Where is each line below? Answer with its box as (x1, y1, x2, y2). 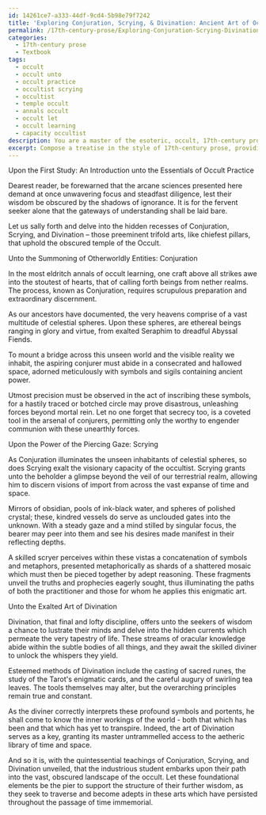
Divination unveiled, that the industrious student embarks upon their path (8, 764, 247, 774)
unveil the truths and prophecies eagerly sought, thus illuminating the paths (8, 578, 255, 588)
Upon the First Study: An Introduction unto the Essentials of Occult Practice (8, 165, 255, 175)
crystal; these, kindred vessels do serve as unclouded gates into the (8, 512, 231, 522)
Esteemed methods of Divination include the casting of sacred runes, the (8, 666, 247, 676)
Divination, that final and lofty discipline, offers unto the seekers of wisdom (8, 617, 253, 627)
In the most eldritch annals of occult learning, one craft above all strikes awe (8, 269, 257, 279)
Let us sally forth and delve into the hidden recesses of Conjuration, (8, 222, 230, 231)
